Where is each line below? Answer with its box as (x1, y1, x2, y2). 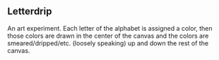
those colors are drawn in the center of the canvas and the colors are (7, 31, 209, 40)
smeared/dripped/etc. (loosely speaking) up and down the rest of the (7, 38, 209, 47)
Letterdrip (7, 6, 52, 17)
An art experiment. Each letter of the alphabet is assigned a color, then (7, 24, 213, 32)
